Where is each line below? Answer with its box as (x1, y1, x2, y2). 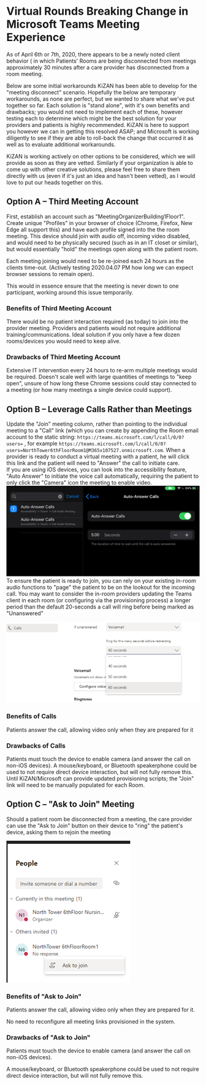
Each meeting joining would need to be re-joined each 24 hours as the (6, 257, 184, 264)
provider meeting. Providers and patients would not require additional (6, 324, 182, 332)
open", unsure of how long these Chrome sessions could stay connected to (6, 380, 197, 387)
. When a (162, 447, 186, 454)
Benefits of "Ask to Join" (6, 992, 82, 1000)
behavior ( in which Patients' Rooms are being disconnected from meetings (6, 57, 196, 64)
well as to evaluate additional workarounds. (6, 140, 116, 148)
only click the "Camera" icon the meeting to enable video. (6, 479, 152, 486)
